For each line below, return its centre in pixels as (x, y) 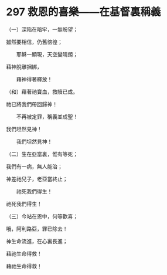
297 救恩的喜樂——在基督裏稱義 (83, 12)
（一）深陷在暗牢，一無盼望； (42, 29)
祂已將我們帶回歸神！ (32, 104)
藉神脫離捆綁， (24, 67)
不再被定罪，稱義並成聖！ (47, 116)
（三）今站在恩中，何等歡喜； (42, 216)
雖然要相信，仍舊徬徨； (34, 42)
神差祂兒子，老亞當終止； (37, 179)
